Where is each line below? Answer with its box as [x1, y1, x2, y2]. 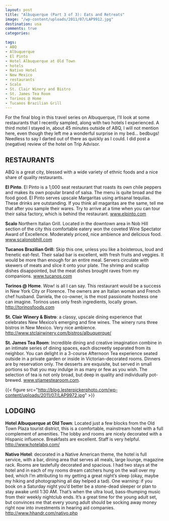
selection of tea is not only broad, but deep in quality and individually [5, 372, 148, 378]
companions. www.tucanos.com [5, 273, 72, 279]
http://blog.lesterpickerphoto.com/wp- [37, 387, 118, 393]
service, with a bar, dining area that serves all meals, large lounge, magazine [5, 456, 164, 463]
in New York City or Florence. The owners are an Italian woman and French [5, 288, 161, 294]
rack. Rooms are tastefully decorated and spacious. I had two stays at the [5, 462, 157, 468]
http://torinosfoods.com [5, 304, 55, 310]
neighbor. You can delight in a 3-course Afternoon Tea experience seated [5, 351, 158, 357]
